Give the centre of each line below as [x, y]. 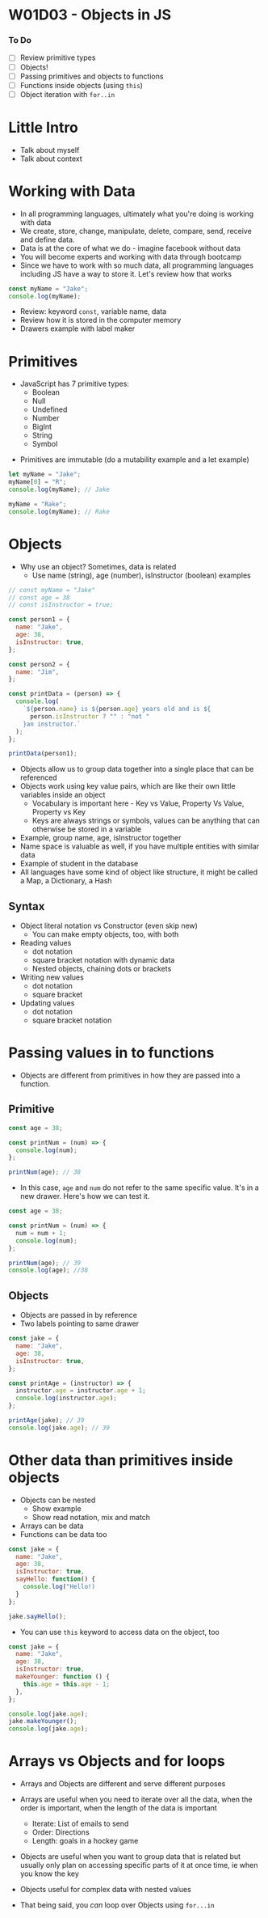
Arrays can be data [52, 1526]
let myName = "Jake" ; [45, 475]
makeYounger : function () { [63, 1677]
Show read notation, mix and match [91, 1517]
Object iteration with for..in [67, 94]
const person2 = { [39, 664]
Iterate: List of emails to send [80, 1824]
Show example [57, 1508]
